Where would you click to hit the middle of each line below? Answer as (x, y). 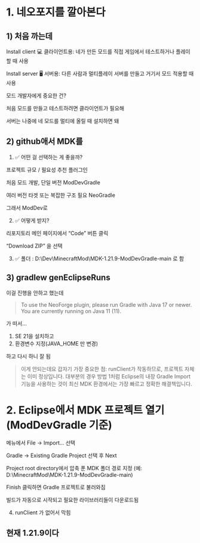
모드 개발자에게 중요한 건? (36, 95)
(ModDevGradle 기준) (59, 425)
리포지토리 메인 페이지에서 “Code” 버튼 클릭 (57, 233)
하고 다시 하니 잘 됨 (28, 356)
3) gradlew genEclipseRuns (58, 278)
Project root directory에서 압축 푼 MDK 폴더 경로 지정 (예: (74, 468)
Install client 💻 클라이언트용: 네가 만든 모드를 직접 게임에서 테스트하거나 (90, 52)
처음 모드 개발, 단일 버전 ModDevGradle (53, 182)
